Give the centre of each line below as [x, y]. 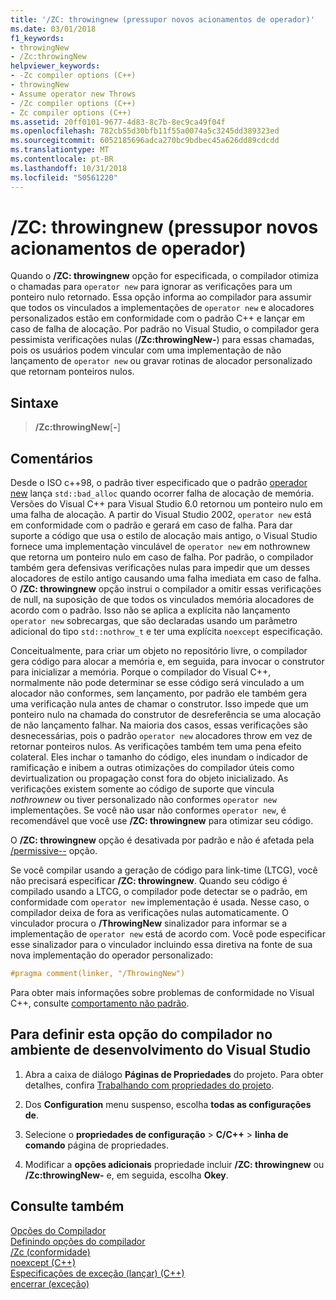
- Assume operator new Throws [73, 94]
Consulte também [67, 1206]
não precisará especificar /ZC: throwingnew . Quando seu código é [149, 881]
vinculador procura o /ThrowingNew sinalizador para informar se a [149, 923]
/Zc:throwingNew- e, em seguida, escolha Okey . [126, 1175]
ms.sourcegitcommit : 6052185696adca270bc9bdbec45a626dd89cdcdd [145, 141]
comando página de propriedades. [97, 1145]
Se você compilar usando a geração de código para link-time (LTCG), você [164, 870]
